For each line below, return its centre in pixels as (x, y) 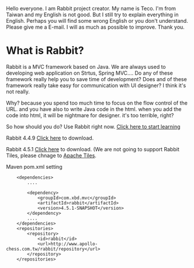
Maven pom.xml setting (34, 166)
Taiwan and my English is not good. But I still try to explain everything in (92, 15)
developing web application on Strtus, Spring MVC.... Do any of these (90, 73)
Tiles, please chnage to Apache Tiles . (51, 155)
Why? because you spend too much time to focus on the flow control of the (97, 103)
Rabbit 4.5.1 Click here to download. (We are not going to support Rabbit (93, 149)
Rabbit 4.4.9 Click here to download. (50, 138)
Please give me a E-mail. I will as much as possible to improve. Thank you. (96, 27)
